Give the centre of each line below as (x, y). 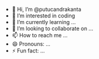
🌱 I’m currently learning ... (44, 22)
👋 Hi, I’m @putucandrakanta (46, 9)
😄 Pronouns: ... (31, 44)
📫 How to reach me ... (40, 35)
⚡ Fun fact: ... (28, 51)
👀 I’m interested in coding (43, 16)
